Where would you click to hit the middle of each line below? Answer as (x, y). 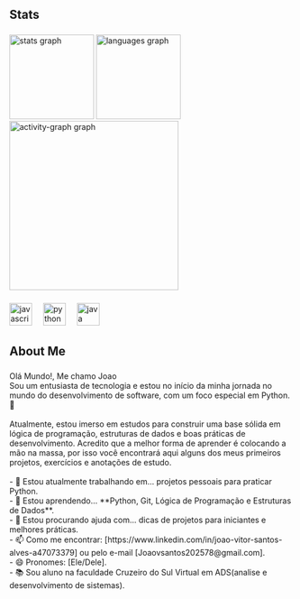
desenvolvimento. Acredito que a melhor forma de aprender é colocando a (148, 443)
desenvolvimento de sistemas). (67, 585)
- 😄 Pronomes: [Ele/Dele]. (58, 562)
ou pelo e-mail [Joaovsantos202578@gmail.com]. (173, 552)
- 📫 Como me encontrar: (56, 539)
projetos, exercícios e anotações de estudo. (91, 462)
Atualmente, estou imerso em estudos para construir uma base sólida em (145, 424)
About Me (37, 351)
